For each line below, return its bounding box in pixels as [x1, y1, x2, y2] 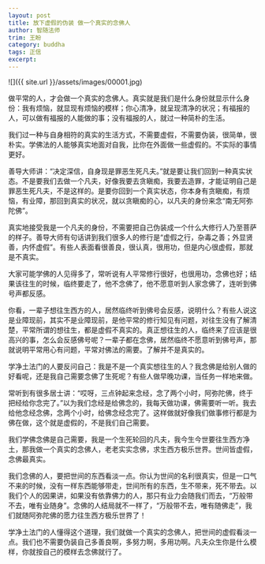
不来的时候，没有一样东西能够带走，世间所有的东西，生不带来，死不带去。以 [8, 480, 257, 490]
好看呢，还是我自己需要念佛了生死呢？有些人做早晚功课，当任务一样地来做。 [8, 372, 257, 381]
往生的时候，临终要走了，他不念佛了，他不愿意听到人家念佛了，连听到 [21, 278, 250, 288]
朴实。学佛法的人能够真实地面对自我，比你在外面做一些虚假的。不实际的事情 [8, 140, 257, 149]
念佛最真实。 [8, 454, 50, 464]
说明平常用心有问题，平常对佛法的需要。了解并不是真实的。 [14, 345, 209, 354]
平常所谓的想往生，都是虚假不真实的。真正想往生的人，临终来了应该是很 [21, 325, 257, 334]
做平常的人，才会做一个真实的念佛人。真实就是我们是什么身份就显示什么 [8, 93, 243, 103]
